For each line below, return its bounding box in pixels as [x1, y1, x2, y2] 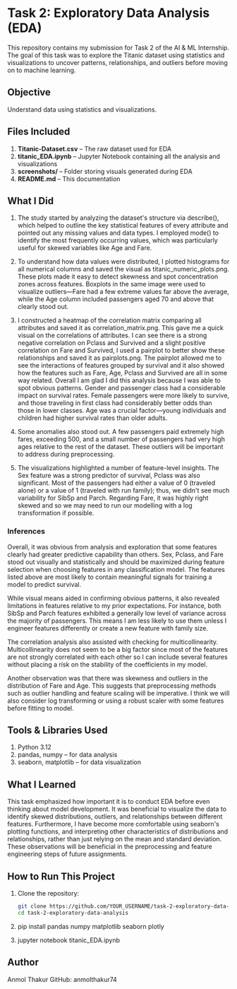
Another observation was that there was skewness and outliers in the [7, 674, 208, 682]
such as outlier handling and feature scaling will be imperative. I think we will [7, 689, 230, 697]
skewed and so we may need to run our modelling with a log [17, 501, 193, 510]
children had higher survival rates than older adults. [17, 414, 168, 422]
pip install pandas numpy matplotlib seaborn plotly [17, 922, 164, 930]
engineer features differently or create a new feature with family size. [7, 624, 208, 632]
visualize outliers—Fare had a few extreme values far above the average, [17, 288, 229, 296]
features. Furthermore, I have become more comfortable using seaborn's [7, 820, 220, 829]
